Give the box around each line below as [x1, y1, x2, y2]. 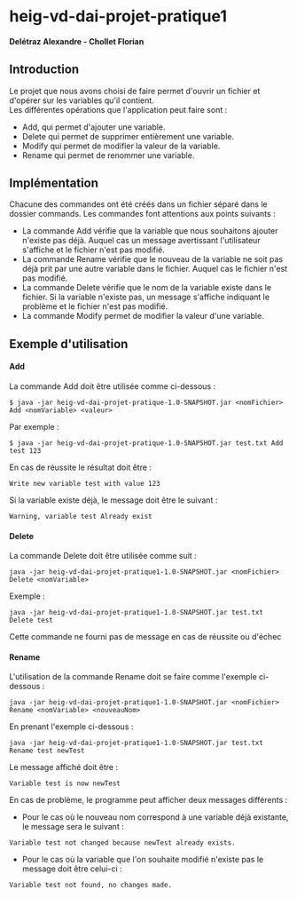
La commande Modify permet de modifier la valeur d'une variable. [21, 311, 264, 322]
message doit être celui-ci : [21, 863, 122, 874]
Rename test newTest [9, 746, 86, 756]
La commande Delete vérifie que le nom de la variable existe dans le [21, 282, 272, 293]
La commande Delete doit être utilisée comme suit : [9, 551, 197, 561]
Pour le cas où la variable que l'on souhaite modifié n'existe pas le [21, 854, 264, 865]
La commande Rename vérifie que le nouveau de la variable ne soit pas [21, 254, 284, 265]
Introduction [9, 62, 80, 77]
